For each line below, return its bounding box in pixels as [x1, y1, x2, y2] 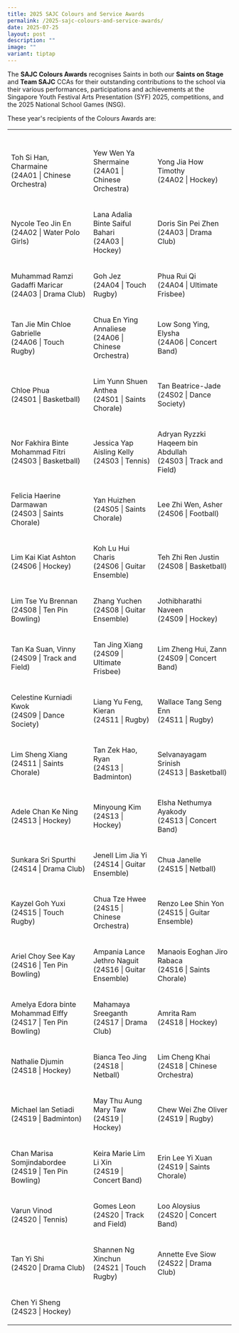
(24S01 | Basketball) [11, 394, 80, 404]
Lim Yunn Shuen [92, 376, 148, 386]
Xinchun [92, 1254, 121, 1264]
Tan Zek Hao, [92, 745, 137, 755]
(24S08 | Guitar [92, 605, 146, 615]
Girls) [11, 236, 30, 246]
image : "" [7, 44, 37, 51]
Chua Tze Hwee [92, 894, 147, 904]
